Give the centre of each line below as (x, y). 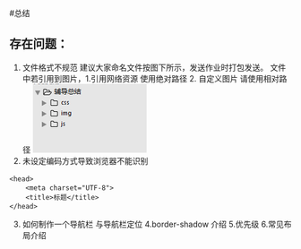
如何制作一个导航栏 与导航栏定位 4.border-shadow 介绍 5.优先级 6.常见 (153, 224)
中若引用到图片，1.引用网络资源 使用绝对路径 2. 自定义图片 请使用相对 (150, 78)
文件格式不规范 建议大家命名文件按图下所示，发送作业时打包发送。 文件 (154, 67)
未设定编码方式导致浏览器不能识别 (85, 160)
